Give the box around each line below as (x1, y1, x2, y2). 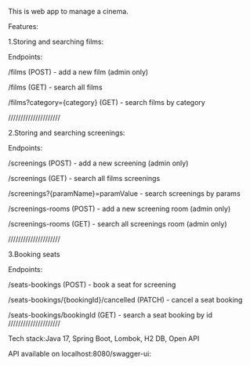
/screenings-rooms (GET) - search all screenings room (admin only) (8, 219, 227, 228)
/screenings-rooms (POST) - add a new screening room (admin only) (8, 204, 231, 213)
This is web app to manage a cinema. (8, 7, 129, 16)
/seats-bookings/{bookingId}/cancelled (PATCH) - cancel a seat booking (8, 295, 243, 304)
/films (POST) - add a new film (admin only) (8, 67, 149, 77)
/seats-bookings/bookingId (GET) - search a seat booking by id (8, 310, 213, 320)
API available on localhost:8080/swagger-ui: (8, 349, 151, 358)
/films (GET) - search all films (8, 82, 103, 92)
